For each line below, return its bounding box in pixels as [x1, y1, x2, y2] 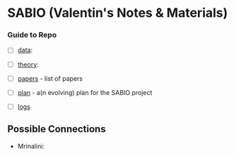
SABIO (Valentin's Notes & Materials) [7, 5, 228, 21]
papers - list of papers [17, 74, 83, 82]
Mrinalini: [17, 142, 45, 150]
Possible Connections [7, 123, 106, 135]
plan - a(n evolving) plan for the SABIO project [17, 88, 153, 96]
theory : [17, 60, 39, 68]
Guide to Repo [7, 30, 57, 40]
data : [17, 46, 33, 54]
